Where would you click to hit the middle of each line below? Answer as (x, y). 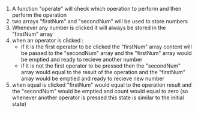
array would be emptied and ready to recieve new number (93, 78)
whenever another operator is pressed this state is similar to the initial (98, 97)
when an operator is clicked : (48, 40)
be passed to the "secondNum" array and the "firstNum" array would (106, 53)
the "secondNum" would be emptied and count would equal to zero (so (100, 91)
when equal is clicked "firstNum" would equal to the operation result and (102, 85)
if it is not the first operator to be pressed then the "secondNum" (101, 66)
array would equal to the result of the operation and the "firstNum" (103, 72)
